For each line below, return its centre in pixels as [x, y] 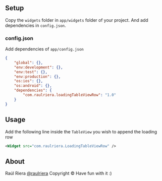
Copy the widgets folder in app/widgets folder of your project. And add [77, 20]
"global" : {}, [28, 62]
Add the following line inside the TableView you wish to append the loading [81, 131]
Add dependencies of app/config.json [45, 49]
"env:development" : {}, [39, 67]
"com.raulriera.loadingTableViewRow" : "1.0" [70, 95]
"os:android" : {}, [33, 86]
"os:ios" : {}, [28, 81]
